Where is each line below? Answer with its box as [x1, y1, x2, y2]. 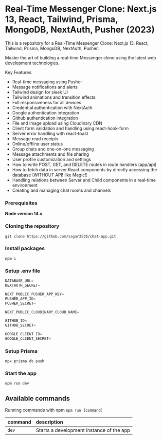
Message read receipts [12, 135, 58, 142]
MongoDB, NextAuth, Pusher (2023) [5, 24, 155, 35]
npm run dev [5, 381, 29, 386]
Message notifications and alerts [12, 84, 78, 90]
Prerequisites [5, 200, 37, 206]
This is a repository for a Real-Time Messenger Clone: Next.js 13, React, [5, 40, 149, 46]
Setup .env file [5, 267, 40, 274]
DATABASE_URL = [5, 278, 34, 283]
